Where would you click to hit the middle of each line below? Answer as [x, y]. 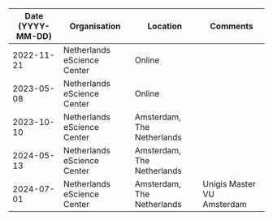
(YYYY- [34, 26]
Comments [232, 26]
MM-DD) [34, 36]
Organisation [95, 26]
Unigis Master [229, 184]
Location [165, 26]
